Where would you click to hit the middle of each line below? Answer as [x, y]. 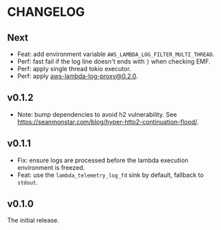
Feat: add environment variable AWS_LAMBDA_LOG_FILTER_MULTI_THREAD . [116, 54]
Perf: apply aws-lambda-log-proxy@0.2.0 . [77, 76]
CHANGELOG [46, 12]
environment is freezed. [51, 167]
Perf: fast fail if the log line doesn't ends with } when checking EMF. [114, 61]
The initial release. [33, 220]
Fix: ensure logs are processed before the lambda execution [103, 160]
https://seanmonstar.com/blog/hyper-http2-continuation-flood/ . [108, 122]
